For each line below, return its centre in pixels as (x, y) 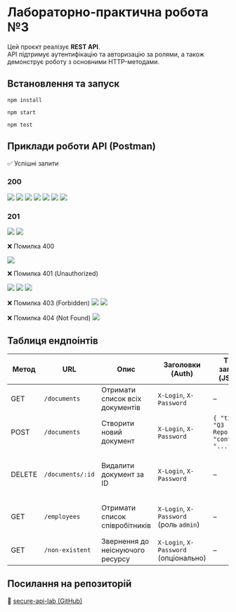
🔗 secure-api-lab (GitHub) (45, 601)
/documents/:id (69, 474)
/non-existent (67, 550)
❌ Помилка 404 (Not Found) (49, 318)
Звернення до (125, 541)
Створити (118, 423)
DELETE (24, 474)
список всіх (122, 399)
